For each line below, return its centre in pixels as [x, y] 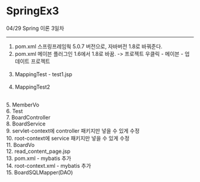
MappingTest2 [32, 87]
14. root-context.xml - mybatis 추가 [49, 165]
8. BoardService [26, 124]
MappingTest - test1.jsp [43, 74]
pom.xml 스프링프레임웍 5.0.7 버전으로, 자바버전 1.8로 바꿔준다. [88, 46]
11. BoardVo [20, 145]
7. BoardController [28, 117]
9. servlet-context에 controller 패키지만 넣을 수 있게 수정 [73, 131]
